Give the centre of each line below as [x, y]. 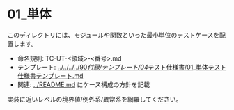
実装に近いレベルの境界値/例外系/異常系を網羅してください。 [95, 99]
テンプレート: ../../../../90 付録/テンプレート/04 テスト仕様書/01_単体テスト [122, 67]
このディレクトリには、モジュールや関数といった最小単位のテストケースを [114, 35]
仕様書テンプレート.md [50, 76]
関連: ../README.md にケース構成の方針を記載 [84, 84]
